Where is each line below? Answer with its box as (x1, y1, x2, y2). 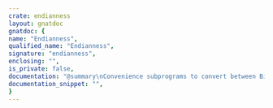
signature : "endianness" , (8, 50, 96, 58)
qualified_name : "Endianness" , (8, 42, 115, 50)
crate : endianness (8, 11, 71, 20)
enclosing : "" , (8, 58, 60, 66)
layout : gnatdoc (8, 19, 63, 28)
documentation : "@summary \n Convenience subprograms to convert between (8, 72, 256, 80)
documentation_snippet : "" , (8, 80, 104, 88)
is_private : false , (8, 65, 75, 73)
